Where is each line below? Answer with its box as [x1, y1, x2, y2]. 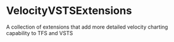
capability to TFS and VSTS [6, 29, 73, 36]
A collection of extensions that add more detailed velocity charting [6, 23, 169, 30]
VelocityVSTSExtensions [6, 4, 132, 17]
